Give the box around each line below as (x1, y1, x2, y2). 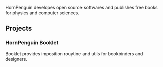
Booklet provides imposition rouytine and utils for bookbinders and (5, 50, 143, 57)
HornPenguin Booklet (5, 39, 59, 46)
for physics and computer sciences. (5, 10, 79, 16)
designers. (5, 56, 28, 62)
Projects (5, 24, 32, 33)
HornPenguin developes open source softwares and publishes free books (5, 5, 158, 10)
